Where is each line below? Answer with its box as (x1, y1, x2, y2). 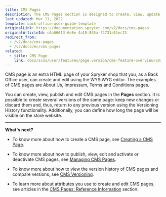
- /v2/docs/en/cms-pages (9, 44, 61, 49)
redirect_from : (5, 35, 37, 40)
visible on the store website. (5, 112, 63, 119)
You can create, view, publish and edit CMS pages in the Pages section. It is (5, 92, 160, 98)
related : (5, 49, 23, 53)
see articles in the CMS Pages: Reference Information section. (12, 186, 139, 192)
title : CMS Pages (5, 7, 41, 12)
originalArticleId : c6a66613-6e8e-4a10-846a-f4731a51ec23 (5, 30, 127, 35)
